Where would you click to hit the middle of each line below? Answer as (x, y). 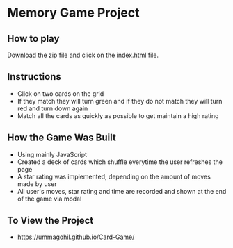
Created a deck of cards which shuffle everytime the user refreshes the (120, 162)
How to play (33, 39)
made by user (37, 184)
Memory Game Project (73, 13)
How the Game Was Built (62, 138)
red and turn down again (53, 108)
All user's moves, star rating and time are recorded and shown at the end (122, 191)
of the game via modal (49, 199)
